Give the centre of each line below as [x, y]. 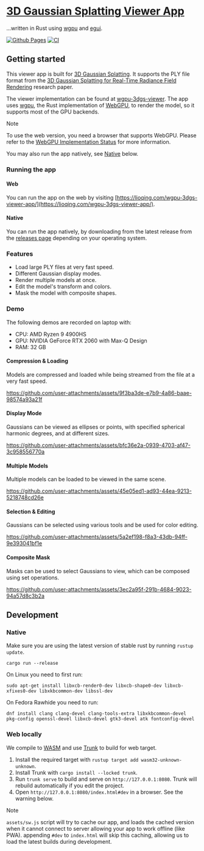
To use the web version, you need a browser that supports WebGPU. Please [101, 135]
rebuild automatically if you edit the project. [70, 785]
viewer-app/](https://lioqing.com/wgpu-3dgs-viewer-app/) [80, 204]
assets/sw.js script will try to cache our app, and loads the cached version [100, 822]
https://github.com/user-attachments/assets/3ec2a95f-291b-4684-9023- [99, 589]
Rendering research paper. [40, 87]
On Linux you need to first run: [45, 675]
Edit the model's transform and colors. [63, 287]
